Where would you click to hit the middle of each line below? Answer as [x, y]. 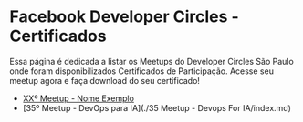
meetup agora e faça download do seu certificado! [105, 80]
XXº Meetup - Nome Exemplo [78, 98]
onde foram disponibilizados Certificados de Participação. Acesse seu [141, 71]
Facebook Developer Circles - [124, 17]
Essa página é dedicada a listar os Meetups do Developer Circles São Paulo [151, 61]
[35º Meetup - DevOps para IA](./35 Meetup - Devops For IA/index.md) [157, 107]
